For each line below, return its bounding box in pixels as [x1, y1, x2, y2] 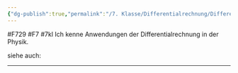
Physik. [7, 37, 29, 46]
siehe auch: [7, 51, 41, 60]
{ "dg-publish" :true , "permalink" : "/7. [7, 10, 119, 18]
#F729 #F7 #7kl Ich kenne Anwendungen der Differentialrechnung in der [7, 30, 219, 38]
